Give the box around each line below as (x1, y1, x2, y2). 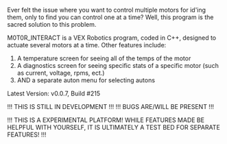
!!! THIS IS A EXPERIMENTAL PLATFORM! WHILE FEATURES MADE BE (7, 116, 204, 124)
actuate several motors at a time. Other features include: (7, 41, 167, 49)
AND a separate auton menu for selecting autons (16, 76, 156, 84)
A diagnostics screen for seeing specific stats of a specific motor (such (16, 62, 219, 69)
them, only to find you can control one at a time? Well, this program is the (7, 13, 214, 21)
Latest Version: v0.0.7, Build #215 (7, 89, 101, 97)
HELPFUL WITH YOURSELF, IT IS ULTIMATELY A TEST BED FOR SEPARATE (7, 123, 221, 131)
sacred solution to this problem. (7, 21, 97, 28)
